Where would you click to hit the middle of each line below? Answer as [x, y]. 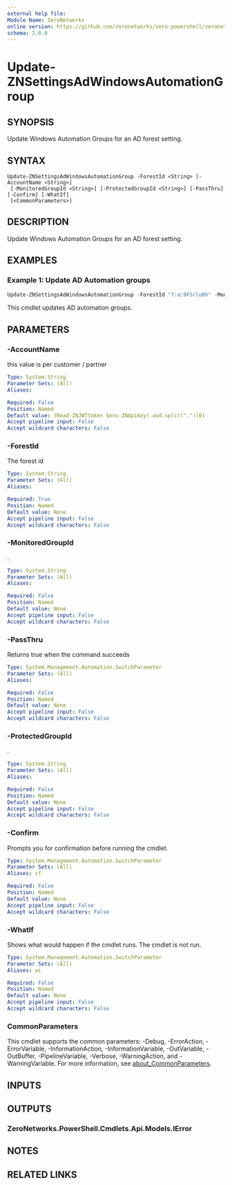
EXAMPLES [32, 261]
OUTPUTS [29, 1108]
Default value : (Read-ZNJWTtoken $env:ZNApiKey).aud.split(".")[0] [106, 415]
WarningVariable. [32, 1064]
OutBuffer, [22, 1056]
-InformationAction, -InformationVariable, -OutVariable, [126, 1049]
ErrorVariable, [27, 1049]
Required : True [29, 500]
